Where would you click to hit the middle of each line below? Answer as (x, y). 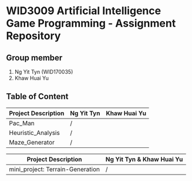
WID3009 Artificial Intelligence (84, 11)
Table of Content (37, 96)
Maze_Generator (32, 142)
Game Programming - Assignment (91, 23)
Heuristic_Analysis (34, 133)
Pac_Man (22, 123)
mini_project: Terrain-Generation (54, 169)
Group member (34, 57)
